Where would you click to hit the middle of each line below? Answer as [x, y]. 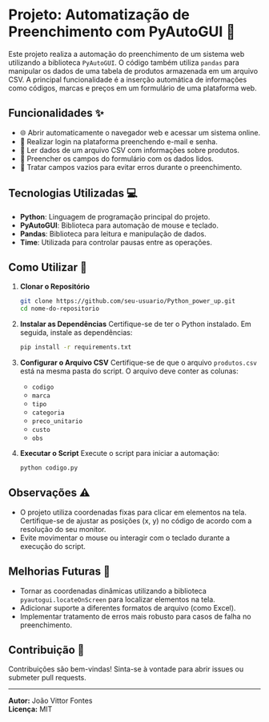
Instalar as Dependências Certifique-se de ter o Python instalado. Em [136, 324]
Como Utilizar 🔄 [48, 267]
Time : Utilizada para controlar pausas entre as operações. [116, 242]
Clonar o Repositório [55, 287]
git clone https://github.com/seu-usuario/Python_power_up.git [128, 301]
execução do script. [53, 546]
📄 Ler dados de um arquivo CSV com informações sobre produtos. [130, 150]
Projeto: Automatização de [99, 15]
